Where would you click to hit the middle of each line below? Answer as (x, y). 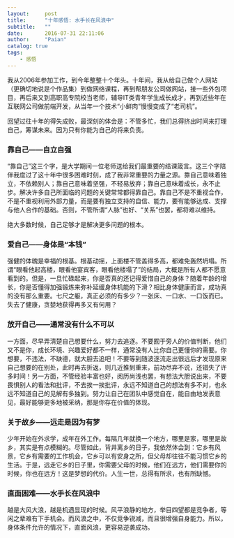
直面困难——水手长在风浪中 (54, 493)
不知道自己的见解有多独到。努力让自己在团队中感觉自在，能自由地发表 (114, 393)
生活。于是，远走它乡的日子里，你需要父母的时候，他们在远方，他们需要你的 (117, 465)
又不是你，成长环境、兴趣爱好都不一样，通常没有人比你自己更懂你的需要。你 (117, 349)
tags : (15, 53)
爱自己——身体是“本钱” (47, 244)
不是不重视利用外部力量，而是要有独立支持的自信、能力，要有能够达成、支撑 (117, 201)
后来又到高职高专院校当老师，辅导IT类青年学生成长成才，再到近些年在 (126, 97)
